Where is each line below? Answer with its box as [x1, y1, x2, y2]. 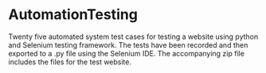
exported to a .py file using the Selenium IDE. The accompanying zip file [8, 48, 245, 58]
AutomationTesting [8, 6, 138, 24]
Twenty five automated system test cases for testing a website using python [8, 32, 259, 41]
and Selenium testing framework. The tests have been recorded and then [8, 40, 248, 49]
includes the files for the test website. [8, 57, 132, 67]
